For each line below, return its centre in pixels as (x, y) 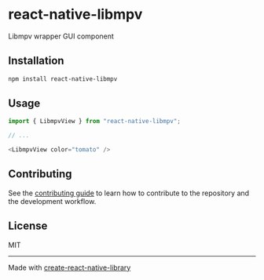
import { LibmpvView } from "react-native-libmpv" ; (94, 122)
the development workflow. (52, 201)
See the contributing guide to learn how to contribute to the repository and (129, 193)
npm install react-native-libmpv (63, 79)
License (28, 226)
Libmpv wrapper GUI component (61, 36)
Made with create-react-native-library (70, 267)
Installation (36, 61)
